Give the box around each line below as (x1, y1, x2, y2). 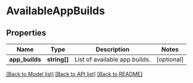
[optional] (156, 55, 184, 63)
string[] (46, 55, 69, 63)
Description (95, 46, 130, 53)
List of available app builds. (74, 55, 151, 63)
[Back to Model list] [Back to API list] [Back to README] (6, 71, 143, 78)
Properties (6, 28, 46, 38)
